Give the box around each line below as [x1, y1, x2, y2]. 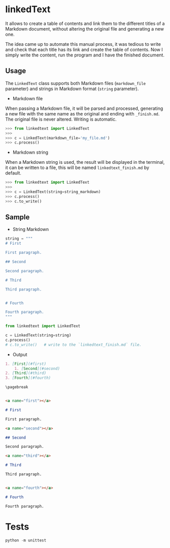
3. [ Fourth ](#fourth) [5, 376, 51, 381]
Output [12, 351, 27, 357]
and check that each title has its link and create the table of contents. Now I [5, 46, 163, 52]
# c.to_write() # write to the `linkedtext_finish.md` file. [5, 342, 142, 347]
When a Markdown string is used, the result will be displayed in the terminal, [5, 159, 165, 165]
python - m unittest [5, 538, 47, 543]
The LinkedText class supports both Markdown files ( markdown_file [5, 80, 146, 86]
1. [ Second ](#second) [14, 366, 60, 371]
